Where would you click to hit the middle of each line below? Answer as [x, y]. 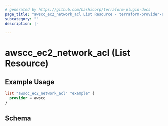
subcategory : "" [22, 19]
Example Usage [30, 82]
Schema [18, 119]
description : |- [22, 24]
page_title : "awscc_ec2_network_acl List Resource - [61, 14]
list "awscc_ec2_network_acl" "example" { [50, 94]
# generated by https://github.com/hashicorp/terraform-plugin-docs [78, 10]
